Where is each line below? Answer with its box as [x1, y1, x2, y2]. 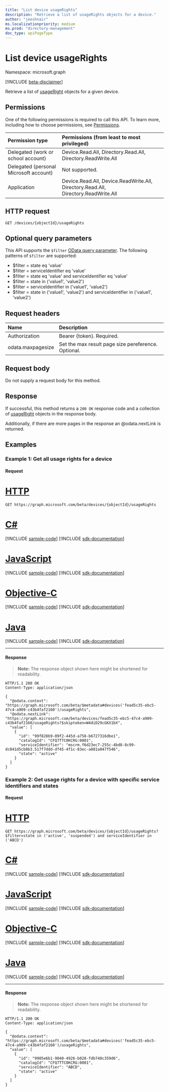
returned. [5, 426, 25, 432]
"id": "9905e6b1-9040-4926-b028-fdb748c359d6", [18, 1056, 121, 1061]
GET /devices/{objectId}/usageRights [5, 220, 84, 225]
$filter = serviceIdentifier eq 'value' [12, 268, 86, 274]
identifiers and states [5, 782, 59, 789]
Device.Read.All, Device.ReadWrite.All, [62, 177, 152, 184]
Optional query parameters [5, 234, 92, 242]
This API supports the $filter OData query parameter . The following [5, 247, 147, 254]
